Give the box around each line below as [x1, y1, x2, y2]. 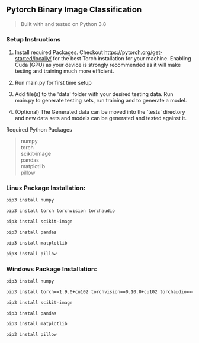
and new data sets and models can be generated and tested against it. [14, 115, 187, 122]
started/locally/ [14, 55, 52, 62]
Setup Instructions [6, 35, 61, 43]
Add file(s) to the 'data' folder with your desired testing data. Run [14, 91, 174, 98]
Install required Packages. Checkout [14, 49, 104, 56]
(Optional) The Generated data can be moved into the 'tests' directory [14, 108, 185, 116]
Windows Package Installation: [6, 265, 98, 273]
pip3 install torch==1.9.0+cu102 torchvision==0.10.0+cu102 [6, 288, 158, 295]
